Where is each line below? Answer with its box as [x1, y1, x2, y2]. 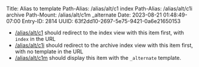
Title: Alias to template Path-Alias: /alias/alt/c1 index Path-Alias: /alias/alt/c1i [6, 5, 193, 12]
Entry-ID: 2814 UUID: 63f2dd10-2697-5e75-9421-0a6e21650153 [22, 18, 181, 24]
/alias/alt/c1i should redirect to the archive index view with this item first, [14, 42, 194, 49]
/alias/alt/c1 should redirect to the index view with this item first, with [14, 29, 185, 36]
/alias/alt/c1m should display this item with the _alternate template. [14, 55, 182, 61]
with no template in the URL [14, 48, 84, 55]
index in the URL [14, 36, 56, 42]
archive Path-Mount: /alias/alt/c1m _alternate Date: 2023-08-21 [6, 11, 162, 18]
